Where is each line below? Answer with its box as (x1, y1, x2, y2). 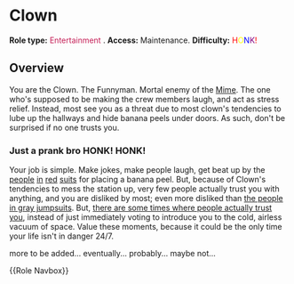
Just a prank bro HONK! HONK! (9, 144, 147, 157)
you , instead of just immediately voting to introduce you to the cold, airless (9, 212, 282, 223)
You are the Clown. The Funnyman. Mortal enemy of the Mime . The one (9, 84, 271, 94)
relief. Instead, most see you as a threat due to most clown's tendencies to (9, 103, 282, 114)
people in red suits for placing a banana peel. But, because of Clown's (9, 174, 266, 185)
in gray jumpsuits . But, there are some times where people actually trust (9, 202, 273, 214)
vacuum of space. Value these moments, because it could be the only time (9, 222, 282, 232)
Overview (9, 61, 65, 76)
